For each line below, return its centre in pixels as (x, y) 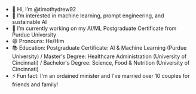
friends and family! (35, 84)
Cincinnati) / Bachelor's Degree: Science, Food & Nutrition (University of (101, 63)
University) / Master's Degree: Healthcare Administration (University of (99, 56)
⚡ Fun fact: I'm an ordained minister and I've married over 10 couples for (101, 76)
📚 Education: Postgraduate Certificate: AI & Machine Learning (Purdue (99, 48)
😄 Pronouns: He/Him (38, 41)
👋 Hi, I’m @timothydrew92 (44, 9)
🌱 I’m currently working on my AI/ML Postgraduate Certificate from (94, 28)
